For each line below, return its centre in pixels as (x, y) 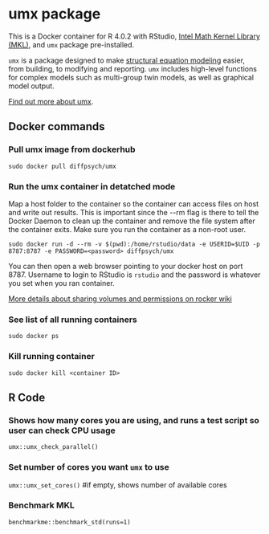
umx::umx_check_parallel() (53, 447)
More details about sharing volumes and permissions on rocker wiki (120, 299)
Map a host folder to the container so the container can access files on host (134, 204)
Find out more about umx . (51, 101)
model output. (31, 86)
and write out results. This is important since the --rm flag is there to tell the (134, 212)
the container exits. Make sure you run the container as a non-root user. (127, 229)
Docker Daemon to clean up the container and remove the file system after (132, 221)
